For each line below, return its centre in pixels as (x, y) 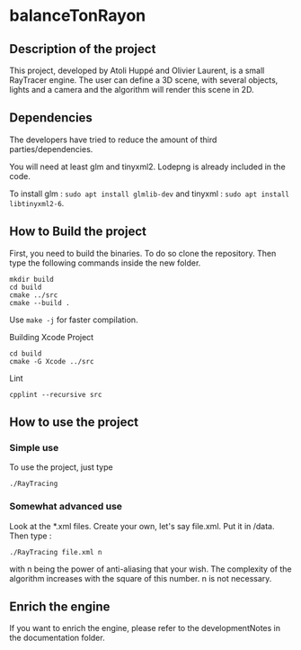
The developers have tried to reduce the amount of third (113, 140)
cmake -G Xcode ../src (52, 361)
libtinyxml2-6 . (37, 203)
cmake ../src (34, 295)
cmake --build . (40, 302)
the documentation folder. (57, 638)
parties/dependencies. (51, 149)
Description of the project (83, 49)
